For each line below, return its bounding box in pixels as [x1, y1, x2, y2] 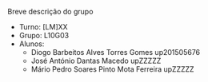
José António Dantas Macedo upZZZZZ [30, 56, 162, 65]
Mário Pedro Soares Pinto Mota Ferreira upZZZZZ [30, 64, 194, 74]
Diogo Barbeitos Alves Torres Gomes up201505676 [30, 48, 201, 57]
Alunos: [18, 39, 45, 49]
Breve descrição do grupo [7, 7, 94, 16]
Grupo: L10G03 [18, 31, 70, 40]
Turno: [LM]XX [18, 22, 69, 31]
